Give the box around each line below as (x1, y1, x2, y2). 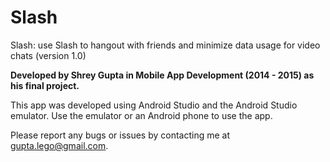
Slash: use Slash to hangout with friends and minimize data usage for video (10, 39, 321, 51)
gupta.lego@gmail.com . (10, 139, 109, 151)
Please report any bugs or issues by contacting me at (10, 129, 231, 141)
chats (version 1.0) (10, 49, 87, 61)
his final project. (10, 79, 80, 91)
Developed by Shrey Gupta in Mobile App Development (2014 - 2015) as (10, 69, 315, 81)
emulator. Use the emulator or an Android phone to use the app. (10, 109, 273, 121)
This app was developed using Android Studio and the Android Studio (10, 99, 298, 111)
